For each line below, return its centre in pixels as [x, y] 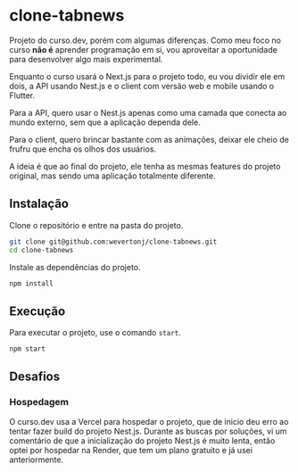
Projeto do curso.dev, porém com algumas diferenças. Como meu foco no [145, 40]
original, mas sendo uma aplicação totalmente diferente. [112, 176]
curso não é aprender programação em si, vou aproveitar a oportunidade [144, 49]
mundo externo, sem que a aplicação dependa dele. [105, 122]
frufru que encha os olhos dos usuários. [83, 149]
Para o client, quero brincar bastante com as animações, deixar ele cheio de [149, 139]
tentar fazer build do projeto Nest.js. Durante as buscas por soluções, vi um [148, 431]
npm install [31, 283]
